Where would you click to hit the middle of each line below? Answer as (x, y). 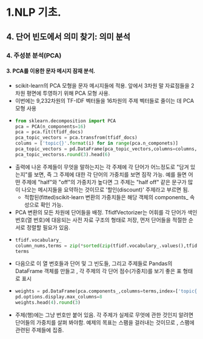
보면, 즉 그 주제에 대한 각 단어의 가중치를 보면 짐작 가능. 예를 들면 (110, 174)
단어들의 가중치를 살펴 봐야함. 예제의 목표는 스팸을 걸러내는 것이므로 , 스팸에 (105, 323)
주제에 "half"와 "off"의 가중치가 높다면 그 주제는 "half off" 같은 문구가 (104, 182)
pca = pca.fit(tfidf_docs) (49, 132)
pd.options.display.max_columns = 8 (58, 297)
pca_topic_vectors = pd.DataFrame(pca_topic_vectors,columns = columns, (106, 149)
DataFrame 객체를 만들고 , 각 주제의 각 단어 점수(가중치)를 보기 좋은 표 (98, 271)
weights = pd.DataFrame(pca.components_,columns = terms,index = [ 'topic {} (107, 291)
